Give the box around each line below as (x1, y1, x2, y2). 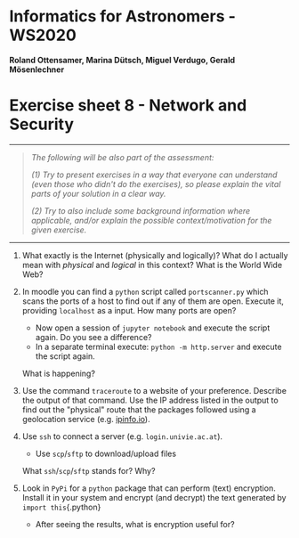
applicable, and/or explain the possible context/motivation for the (30, 215, 272, 225)
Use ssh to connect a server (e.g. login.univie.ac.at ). (21, 430, 223, 442)
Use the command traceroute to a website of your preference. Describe (21, 385, 287, 395)
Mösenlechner (9, 64, 65, 75)
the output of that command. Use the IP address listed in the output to (21, 395, 279, 405)
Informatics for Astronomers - (9, 6, 236, 27)
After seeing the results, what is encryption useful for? (35, 518, 235, 529)
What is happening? (21, 368, 96, 379)
